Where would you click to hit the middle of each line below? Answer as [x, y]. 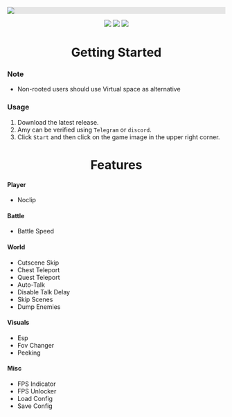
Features [116, 165]
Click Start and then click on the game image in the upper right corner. [118, 137]
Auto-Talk [31, 285]
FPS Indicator [37, 384]
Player [17, 184]
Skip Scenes [35, 299]
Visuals [18, 323]
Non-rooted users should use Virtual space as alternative [99, 89]
